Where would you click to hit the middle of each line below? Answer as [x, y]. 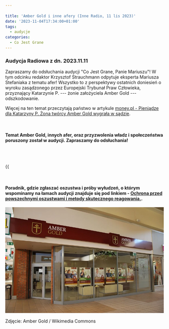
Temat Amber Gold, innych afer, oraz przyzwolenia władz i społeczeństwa [84, 135]
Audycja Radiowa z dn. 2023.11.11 [47, 60]
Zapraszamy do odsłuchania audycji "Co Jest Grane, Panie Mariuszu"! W [81, 72]
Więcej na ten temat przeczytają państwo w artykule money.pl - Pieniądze [82, 108]
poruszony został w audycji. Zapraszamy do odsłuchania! [67, 140]
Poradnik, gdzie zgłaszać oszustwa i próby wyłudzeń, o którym [73, 188]
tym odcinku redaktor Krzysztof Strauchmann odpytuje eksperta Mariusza [82, 77]
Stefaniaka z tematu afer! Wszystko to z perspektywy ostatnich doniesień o [83, 83]
